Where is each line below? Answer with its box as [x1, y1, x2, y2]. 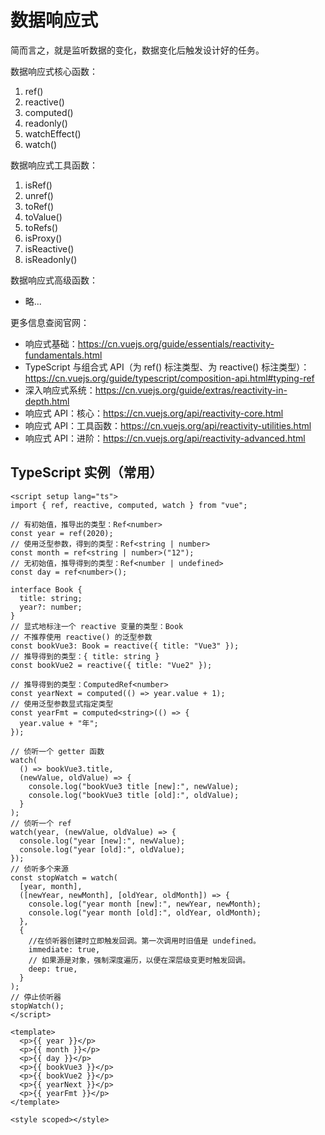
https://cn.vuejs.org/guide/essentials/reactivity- [77, 337, 275, 350]
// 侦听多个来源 [10, 864, 69, 874]
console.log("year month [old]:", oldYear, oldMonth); [28, 907, 262, 918]
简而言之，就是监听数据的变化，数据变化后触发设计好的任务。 [10, 44, 265, 56]
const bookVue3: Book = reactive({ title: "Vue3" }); [10, 641, 240, 651]
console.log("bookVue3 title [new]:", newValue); [28, 781, 240, 791]
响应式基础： [24, 337, 78, 350]
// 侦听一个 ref [10, 818, 72, 828]
